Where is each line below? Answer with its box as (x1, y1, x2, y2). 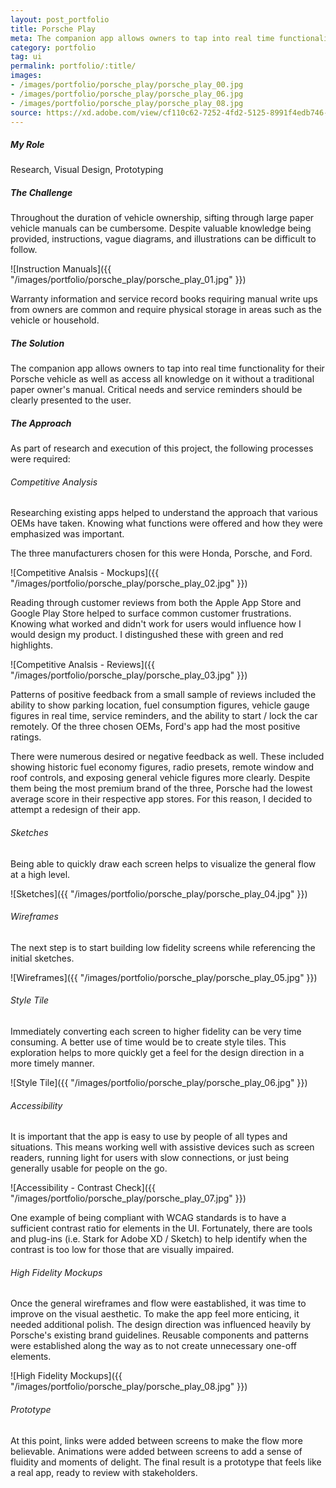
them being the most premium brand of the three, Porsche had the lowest (10, 782, 313, 795)
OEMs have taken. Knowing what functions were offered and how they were (10, 517, 324, 530)
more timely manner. (10, 1057, 95, 1070)
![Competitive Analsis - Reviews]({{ (10, 659, 155, 671)
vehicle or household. (10, 314, 100, 326)
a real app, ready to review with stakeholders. (10, 1466, 198, 1478)
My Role (10, 138, 45, 150)
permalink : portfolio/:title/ (10, 61, 137, 71)
